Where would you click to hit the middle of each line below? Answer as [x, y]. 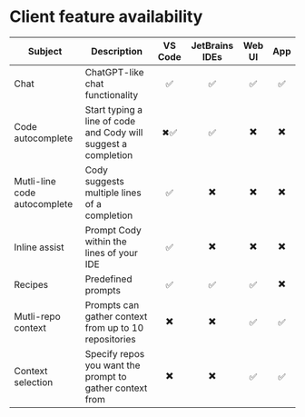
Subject [45, 51]
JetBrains [212, 45]
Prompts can [112, 304]
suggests [104, 181]
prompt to [106, 376]
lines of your [111, 253]
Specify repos [115, 353]
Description [117, 51]
